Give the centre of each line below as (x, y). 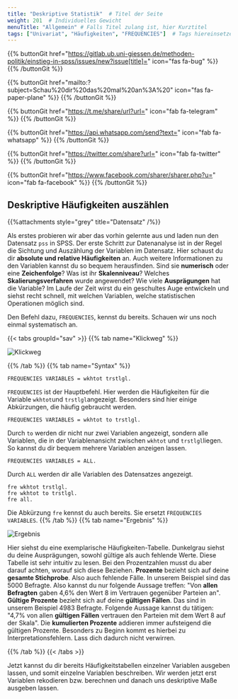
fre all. (20, 500)
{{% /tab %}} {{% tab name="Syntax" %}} (69, 366)
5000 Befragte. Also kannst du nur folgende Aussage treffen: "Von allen (113, 586)
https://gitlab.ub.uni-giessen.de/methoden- (131, 54)
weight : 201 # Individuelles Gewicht (64, 21)
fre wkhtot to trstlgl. (42, 494)
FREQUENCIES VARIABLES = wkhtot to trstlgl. (74, 420)
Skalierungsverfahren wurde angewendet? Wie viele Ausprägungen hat (114, 281)
